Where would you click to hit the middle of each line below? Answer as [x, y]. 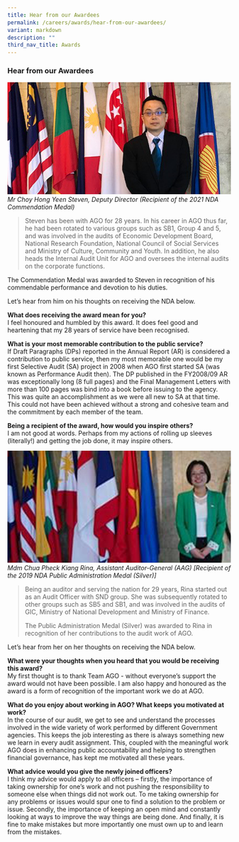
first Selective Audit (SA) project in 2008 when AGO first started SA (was [113, 367]
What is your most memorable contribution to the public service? [105, 344]
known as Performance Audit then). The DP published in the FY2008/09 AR [118, 374]
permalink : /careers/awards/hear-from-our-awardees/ [87, 22]
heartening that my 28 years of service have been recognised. [99, 330]
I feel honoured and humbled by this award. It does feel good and [103, 323]
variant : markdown [34, 30]
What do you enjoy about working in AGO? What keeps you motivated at [116, 705]
